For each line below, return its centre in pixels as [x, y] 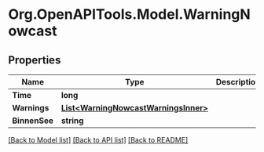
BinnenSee [33, 121]
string [72, 121]
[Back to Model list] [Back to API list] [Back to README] [98, 140]
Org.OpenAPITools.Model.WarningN [130, 14]
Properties [35, 60]
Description [238, 82]
